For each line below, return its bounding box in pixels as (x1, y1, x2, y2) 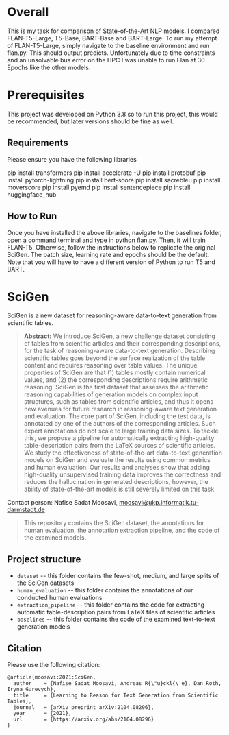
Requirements (7, 137, 68, 149)
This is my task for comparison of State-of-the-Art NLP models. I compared (7, 27, 220, 35)
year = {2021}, (13, 710, 72, 717)
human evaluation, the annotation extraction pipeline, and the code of (23, 526, 220, 535)
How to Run (7, 210, 57, 222)
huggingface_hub (7, 190, 57, 199)
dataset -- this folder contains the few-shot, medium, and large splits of (16, 572, 219, 580)
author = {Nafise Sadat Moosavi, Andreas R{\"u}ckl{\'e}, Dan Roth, (13, 680, 222, 687)
